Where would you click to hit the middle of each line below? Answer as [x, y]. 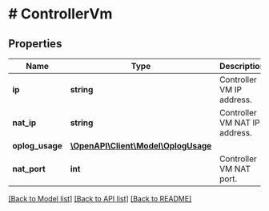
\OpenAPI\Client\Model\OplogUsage [141, 146]
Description [242, 66]
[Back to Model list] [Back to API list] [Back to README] [100, 199]
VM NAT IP [239, 123]
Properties [35, 44]
